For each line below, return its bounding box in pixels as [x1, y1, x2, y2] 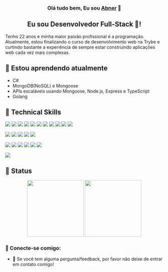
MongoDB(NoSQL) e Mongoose [12, 82, 79, 88]
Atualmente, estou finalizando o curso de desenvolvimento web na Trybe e [5, 39, 160, 45]
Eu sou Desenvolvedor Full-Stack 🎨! [27, 20, 141, 29]
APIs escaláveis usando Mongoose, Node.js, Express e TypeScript [12, 88, 150, 94]
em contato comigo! [12, 261, 54, 267]
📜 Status [5, 166, 33, 175]
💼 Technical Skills [5, 108, 62, 116]
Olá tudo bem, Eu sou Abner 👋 [47, 5, 121, 12]
